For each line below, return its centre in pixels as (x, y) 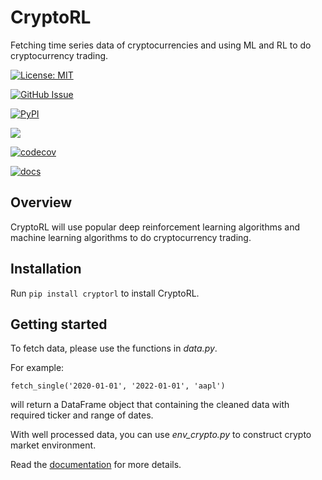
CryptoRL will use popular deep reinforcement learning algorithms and (155, 227)
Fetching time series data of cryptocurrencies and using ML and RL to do (161, 45)
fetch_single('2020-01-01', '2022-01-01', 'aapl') (118, 386)
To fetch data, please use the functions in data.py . (114, 348)
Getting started (59, 324)
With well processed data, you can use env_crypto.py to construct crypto (161, 435)
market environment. (53, 445)
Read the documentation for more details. (96, 465)
